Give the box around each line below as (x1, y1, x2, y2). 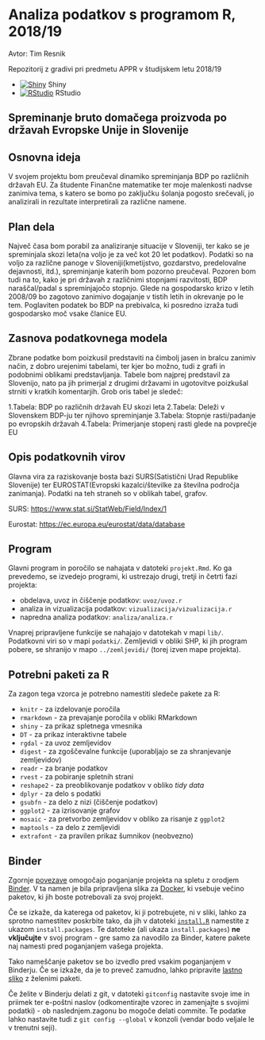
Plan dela (8, 220, 56, 234)
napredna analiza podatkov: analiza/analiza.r (19, 612, 173, 622)
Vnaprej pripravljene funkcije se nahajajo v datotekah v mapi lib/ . (8, 628, 224, 638)
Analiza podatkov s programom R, (8, 6, 236, 24)
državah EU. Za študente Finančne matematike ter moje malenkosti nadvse (8, 180, 252, 190)
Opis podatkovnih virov (8, 451, 126, 464)
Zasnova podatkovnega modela (8, 332, 168, 345)
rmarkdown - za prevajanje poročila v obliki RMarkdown (19, 713, 198, 723)
